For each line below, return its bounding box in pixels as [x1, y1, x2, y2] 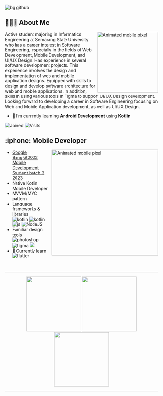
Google [12, 149, 27, 155]
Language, [12, 201, 34, 206]
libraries [12, 211, 29, 217]
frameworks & [12, 206, 40, 212]
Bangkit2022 [12, 154, 38, 160]
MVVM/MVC [12, 190, 37, 196]
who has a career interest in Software [5, 42, 80, 48]
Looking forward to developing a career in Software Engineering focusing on [5, 98, 158, 104]
